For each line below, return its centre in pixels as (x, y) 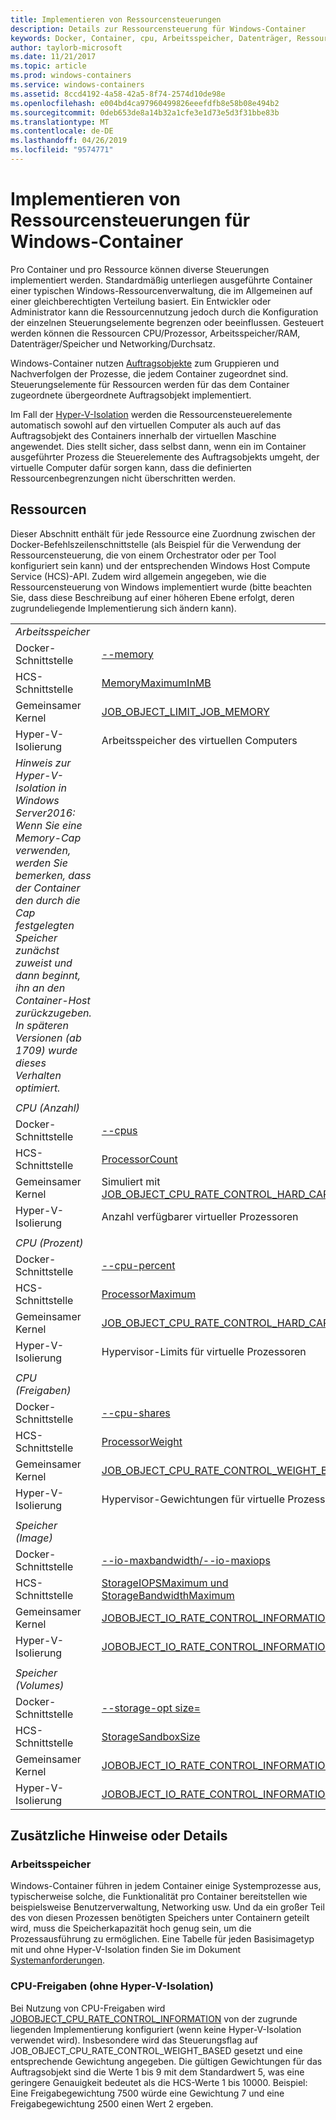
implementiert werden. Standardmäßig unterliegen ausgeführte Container (161, 280)
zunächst (37, 950)
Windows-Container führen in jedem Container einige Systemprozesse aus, (166, 1886)
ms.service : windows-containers (77, 85)
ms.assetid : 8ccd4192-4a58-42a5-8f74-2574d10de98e (118, 94)
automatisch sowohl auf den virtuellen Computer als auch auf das (146, 425)
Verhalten (38, 1075)
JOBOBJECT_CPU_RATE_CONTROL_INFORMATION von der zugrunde (154, 2018)
